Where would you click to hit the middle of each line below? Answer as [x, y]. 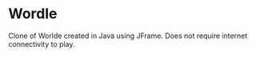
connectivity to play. [42, 44]
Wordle [33, 14]
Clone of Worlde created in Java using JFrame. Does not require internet [128, 36]
